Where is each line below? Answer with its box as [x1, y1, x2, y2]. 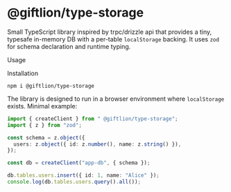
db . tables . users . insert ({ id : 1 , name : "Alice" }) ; [7, 172, 160, 179]
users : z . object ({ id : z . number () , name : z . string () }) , [13, 140, 182, 148]
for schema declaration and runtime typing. [7, 42, 131, 50]
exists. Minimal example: [7, 102, 78, 110]
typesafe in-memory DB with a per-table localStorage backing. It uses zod [7, 35, 220, 43]
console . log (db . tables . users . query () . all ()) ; [7, 178, 141, 186]
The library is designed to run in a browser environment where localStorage [7, 95, 225, 103]
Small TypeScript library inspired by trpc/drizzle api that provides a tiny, [7, 28, 212, 36]
